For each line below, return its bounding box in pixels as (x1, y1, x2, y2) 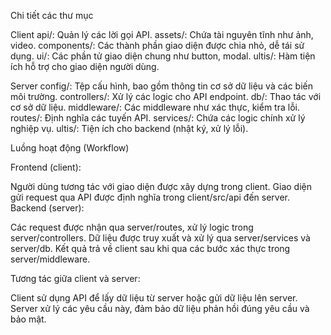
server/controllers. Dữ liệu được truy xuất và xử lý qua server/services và (10, 232, 311, 244)
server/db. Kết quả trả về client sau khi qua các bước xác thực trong (10, 243, 291, 254)
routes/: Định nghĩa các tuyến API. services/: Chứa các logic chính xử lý (10, 112, 306, 124)
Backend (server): (10, 202, 85, 214)
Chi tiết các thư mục (10, 10, 94, 21)
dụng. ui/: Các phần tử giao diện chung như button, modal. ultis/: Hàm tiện (10, 50, 316, 62)
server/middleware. (10, 253, 91, 265)
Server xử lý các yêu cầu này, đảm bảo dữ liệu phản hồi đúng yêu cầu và (10, 303, 310, 314)
